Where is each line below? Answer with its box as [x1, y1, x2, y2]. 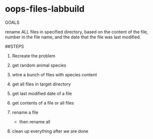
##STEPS [5, 43, 24, 49]
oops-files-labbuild [5, 3, 85, 15]
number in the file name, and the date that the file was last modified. [5, 34, 141, 40]
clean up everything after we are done [12, 128, 89, 134]
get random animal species [12, 62, 66, 68]
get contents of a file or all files [12, 100, 74, 105]
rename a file [12, 109, 39, 115]
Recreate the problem [12, 52, 56, 59]
